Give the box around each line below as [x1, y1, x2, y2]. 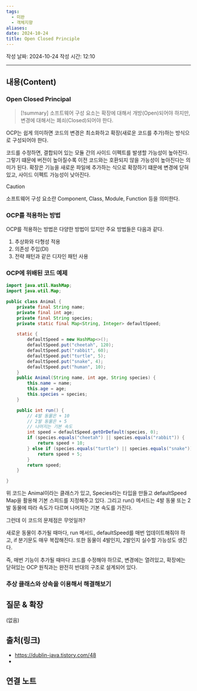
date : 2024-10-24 [6, 31, 49, 36]
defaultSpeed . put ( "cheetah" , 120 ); [27, 342, 114, 348]
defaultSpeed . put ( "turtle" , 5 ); [27, 353, 107, 359]
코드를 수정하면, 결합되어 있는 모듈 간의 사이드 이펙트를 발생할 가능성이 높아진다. [6, 149, 189, 156]
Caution [6, 183, 25, 190]
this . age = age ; [27, 386, 67, 392]
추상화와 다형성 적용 [14, 238, 60, 245]
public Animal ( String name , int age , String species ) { [16, 375, 157, 381]
